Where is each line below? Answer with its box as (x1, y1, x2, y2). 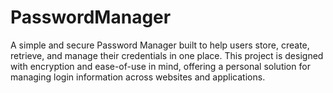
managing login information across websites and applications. (10, 71, 266, 83)
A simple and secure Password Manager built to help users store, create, (10, 39, 310, 51)
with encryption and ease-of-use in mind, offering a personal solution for (10, 60, 311, 72)
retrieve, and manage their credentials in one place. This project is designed (10, 49, 324, 61)
